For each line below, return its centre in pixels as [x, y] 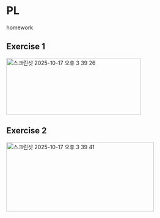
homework [20, 27]
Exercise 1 [26, 47]
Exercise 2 [27, 131]
